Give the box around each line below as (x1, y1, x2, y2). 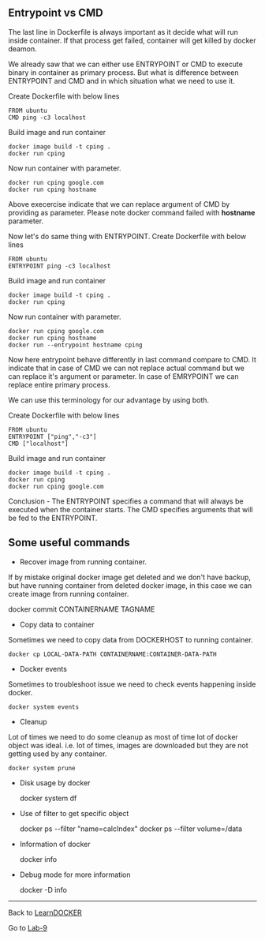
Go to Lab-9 (8, 923, 48, 932)
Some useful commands (8, 536, 130, 549)
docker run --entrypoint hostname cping (8, 341, 144, 349)
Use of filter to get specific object (19, 808, 129, 818)
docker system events (8, 702, 80, 711)
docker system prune (8, 764, 77, 772)
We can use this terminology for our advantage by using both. (8, 395, 210, 405)
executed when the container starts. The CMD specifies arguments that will (8, 504, 254, 514)
